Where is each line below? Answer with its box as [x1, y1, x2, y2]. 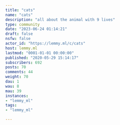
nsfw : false [5, 36, 31, 41]
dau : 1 [5, 79, 19, 84]
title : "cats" [5, 7, 36, 13]
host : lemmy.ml [5, 46, 38, 51]
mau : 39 [5, 88, 22, 94]
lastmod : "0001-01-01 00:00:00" [5, 50, 74, 55]
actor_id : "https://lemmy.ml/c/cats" [5, 41, 86, 46]
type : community [5, 22, 40, 27]
